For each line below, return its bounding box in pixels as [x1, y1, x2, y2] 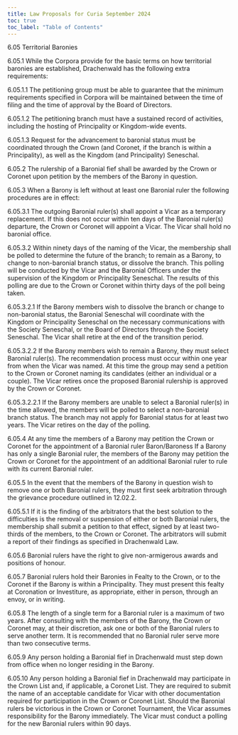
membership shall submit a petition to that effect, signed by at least [7, 523, 205, 531]
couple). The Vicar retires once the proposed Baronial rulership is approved [7, 377, 229, 386]
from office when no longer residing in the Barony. [7, 660, 155, 669]
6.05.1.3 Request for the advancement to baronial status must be [7, 136, 196, 144]
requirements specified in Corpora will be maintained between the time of [7, 93, 223, 102]
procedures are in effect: [7, 193, 80, 202]
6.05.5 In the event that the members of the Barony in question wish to [7, 479, 213, 487]
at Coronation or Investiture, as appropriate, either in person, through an [7, 587, 219, 597]
